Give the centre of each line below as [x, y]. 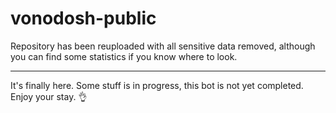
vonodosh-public [83, 18]
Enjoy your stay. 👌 [49, 96]
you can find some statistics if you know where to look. [124, 56]
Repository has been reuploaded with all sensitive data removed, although [163, 46]
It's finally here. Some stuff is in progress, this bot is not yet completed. [157, 85]
